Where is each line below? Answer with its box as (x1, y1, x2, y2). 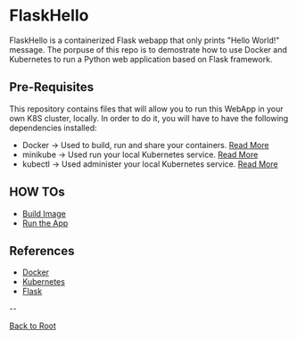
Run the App (21, 218, 69, 228)
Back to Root (9, 320, 56, 331)
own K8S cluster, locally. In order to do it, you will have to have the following (9, 112, 289, 123)
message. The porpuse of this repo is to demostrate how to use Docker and (9, 44, 288, 54)
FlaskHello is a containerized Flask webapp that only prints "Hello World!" (9, 35, 280, 45)
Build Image (21, 208, 67, 219)
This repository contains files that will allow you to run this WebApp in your (9, 103, 284, 114)
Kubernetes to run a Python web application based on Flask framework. (9, 54, 273, 64)
